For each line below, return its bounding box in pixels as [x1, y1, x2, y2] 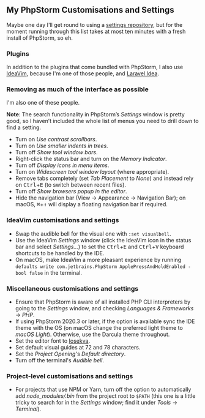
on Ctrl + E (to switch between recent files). [15, 181, 127, 188]
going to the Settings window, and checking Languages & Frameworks [15, 305, 194, 312]
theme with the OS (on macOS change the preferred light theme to [15, 324, 184, 331]
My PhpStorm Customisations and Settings [6, 5, 174, 15]
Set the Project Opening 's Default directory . [15, 350, 126, 357]
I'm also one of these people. [6, 99, 80, 106]
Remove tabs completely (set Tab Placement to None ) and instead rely [15, 174, 194, 182]
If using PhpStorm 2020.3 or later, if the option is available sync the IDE [15, 318, 195, 325]
